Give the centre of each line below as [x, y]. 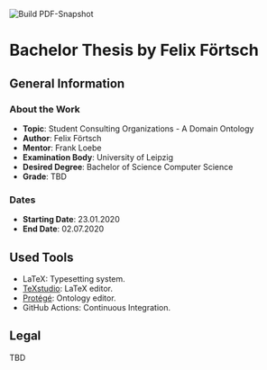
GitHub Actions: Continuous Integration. [97, 307]
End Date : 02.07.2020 [63, 229]
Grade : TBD [45, 176]
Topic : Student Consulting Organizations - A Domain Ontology [138, 128]
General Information [67, 83]
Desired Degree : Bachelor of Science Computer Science [128, 167]
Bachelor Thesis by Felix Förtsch [134, 50]
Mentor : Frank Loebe [62, 148]
